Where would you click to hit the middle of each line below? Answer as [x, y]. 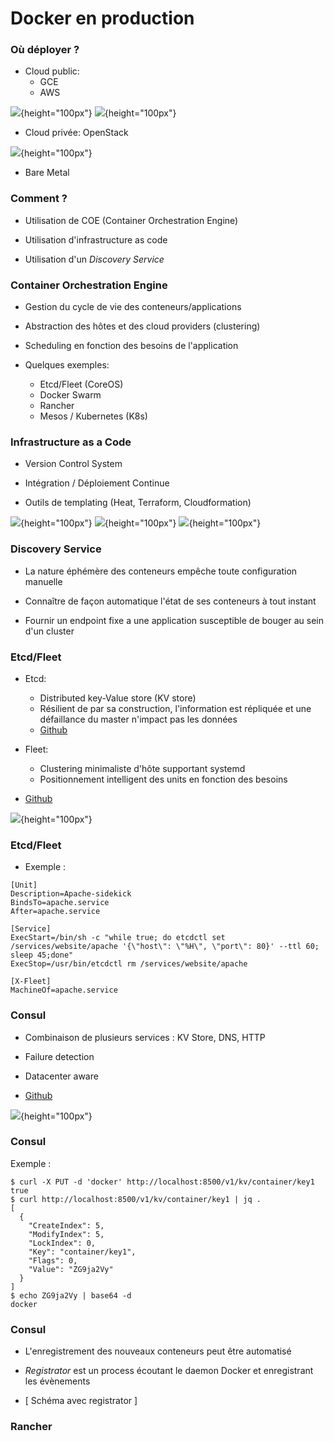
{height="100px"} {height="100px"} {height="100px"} [141, 523]
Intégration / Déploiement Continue [97, 483]
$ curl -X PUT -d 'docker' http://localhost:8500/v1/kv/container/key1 [162, 1182]
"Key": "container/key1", [82, 1252]
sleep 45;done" [42, 955]
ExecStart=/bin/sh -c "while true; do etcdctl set [118, 938]
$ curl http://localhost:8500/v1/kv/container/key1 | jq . [136, 1199]
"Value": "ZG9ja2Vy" [71, 1269]
